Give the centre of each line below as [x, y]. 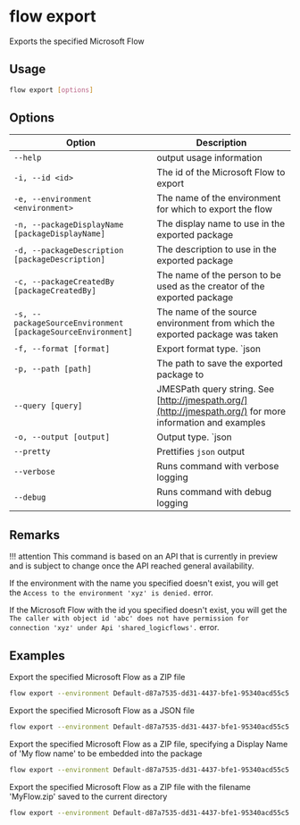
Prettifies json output [201, 451]
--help [28, 158]
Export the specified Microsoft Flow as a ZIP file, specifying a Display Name [149, 744]
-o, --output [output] [62, 437]
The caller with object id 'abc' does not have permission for [129, 619]
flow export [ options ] [51, 90]
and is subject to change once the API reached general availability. [132, 566]
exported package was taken [217, 334]
